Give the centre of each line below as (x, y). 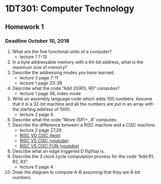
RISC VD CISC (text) (40, 135)
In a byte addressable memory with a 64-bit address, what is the (78, 62)
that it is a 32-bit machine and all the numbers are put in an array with (83, 104)
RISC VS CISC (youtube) (44, 141)
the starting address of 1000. (42, 109)
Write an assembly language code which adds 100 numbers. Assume (82, 99)
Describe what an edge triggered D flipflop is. (58, 151)
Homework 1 (25, 27)
